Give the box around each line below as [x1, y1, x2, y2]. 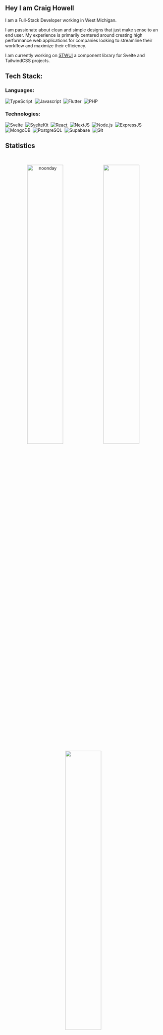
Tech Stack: [5, 72, 43, 81]
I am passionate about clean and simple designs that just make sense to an [5, 27, 159, 33]
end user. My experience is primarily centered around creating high [5, 32, 143, 38]
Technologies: [5, 110, 41, 117]
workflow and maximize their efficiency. [5, 42, 87, 49]
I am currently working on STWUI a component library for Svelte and [5, 52, 145, 58]
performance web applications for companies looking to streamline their [5, 37, 153, 43]
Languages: [5, 87, 35, 94]
